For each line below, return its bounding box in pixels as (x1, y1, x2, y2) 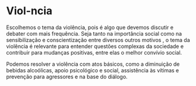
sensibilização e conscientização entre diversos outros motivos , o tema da (6, 36, 190, 43)
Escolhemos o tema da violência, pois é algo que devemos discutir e (6, 24, 174, 31)
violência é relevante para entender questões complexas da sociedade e (6, 43, 184, 50)
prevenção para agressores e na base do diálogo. (6, 73, 128, 80)
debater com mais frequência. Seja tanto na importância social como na (6, 30, 182, 37)
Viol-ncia (6, 4, 53, 18)
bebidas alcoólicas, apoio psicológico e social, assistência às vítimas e (6, 66, 179, 74)
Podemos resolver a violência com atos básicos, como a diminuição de (6, 60, 180, 68)
